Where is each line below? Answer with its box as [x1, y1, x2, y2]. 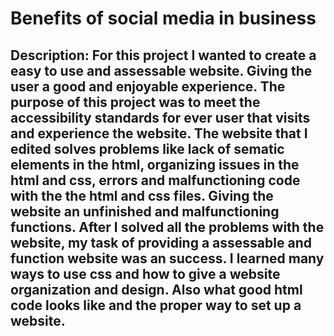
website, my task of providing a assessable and [10, 234, 312, 251]
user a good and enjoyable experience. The [10, 78, 286, 95]
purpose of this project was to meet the [10, 93, 261, 111]
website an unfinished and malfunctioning [10, 203, 280, 220]
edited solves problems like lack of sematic [10, 140, 285, 157]
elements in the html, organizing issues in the [10, 156, 300, 173]
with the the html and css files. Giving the [10, 187, 274, 204]
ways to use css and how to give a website [10, 265, 281, 282]
